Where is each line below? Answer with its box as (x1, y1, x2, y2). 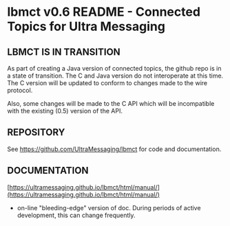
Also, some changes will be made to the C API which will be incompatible (7, 100, 215, 107)
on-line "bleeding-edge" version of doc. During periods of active (17, 203, 201, 212)
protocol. (7, 87, 33, 94)
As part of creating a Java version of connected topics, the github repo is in (7, 65, 222, 72)
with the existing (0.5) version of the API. (7, 107, 123, 115)
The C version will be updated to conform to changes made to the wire (7, 79, 208, 87)
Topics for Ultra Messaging (7, 19, 165, 34)
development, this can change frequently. (17, 211, 136, 219)
